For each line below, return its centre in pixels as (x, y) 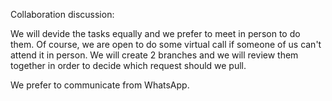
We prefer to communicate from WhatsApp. (100, 85)
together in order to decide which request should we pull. (128, 65)
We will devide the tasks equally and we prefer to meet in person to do (155, 33)
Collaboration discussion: (62, 14)
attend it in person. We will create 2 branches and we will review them (154, 55)
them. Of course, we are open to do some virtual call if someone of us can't (166, 44)
